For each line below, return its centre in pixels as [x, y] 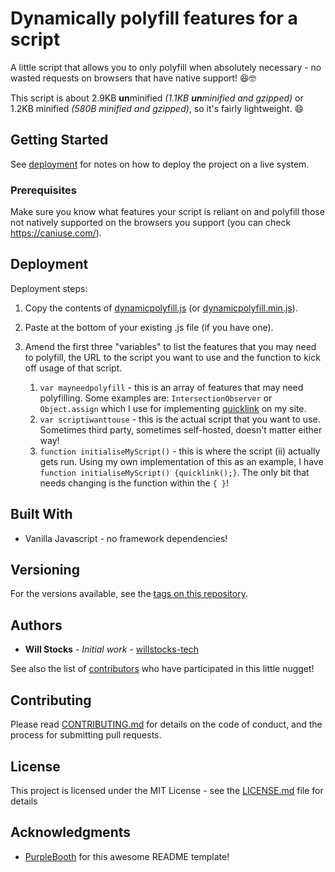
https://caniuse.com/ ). [56, 233]
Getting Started [59, 140]
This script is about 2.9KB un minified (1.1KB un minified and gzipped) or [157, 98]
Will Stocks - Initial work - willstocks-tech [112, 649]
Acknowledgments [71, 832]
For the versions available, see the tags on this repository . [129, 594]
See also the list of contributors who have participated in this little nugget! [162, 669]
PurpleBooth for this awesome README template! [127, 856]
